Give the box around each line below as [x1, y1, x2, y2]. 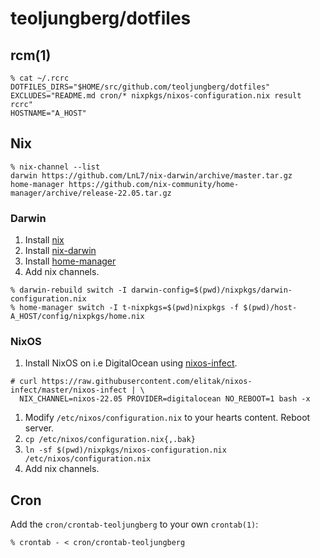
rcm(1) [10, 47, 52, 64]
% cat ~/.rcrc [10, 73, 70, 83]
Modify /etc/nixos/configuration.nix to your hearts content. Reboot [24, 412, 311, 424]
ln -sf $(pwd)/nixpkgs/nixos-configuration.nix [24, 445, 227, 456]
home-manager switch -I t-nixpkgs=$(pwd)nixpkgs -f [19, 303, 240, 313]
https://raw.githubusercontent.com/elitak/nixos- [41, 377, 253, 387]
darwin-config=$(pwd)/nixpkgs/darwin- [131, 285, 293, 296]
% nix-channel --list [10, 162, 101, 172]
